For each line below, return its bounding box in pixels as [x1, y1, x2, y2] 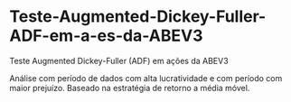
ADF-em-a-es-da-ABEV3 [9, 25, 203, 46]
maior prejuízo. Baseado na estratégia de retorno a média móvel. [9, 82, 250, 93]
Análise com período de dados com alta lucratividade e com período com [9, 72, 283, 83]
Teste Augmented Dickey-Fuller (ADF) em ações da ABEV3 [9, 55, 229, 66]
